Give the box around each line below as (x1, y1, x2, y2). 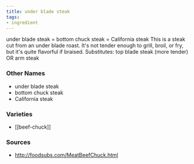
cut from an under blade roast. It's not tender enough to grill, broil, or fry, (6, 42, 184, 49)
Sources (6, 138, 31, 146)
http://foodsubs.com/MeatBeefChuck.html (14, 152, 118, 159)
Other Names (6, 69, 46, 77)
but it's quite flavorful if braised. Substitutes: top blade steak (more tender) (6, 48, 189, 55)
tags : (6, 14, 20, 20)
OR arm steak (6, 54, 40, 62)
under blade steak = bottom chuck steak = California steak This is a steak (6, 36, 186, 43)
